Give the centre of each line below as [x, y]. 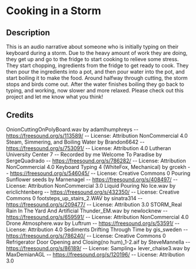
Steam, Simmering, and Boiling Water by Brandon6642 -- [76, 142]
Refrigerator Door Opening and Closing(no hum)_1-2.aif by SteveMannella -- [98, 242]
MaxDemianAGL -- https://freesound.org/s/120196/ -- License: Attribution [96, 254]
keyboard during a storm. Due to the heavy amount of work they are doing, [97, 53]
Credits [20, 115]
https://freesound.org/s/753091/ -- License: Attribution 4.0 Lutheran [89, 148]
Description [28, 33]
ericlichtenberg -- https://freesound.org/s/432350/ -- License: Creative [93, 192]
